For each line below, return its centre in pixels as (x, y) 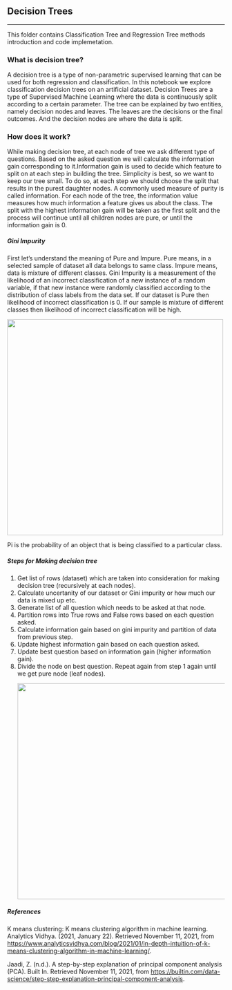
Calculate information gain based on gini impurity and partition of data (117, 630)
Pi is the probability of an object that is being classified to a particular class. (115, 545)
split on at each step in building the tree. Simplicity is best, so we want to (111, 174)
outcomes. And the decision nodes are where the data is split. (95, 119)
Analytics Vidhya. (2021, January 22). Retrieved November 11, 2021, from (111, 936)
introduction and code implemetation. (60, 41)
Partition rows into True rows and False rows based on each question (115, 615)
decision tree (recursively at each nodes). (76, 586)
